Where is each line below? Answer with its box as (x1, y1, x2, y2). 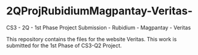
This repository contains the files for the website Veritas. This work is (6, 35, 177, 42)
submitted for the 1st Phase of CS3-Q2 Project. (6, 42, 122, 49)
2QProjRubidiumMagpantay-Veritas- (6, 4, 193, 18)
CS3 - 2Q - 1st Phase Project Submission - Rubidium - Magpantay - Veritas (6, 24, 191, 31)
